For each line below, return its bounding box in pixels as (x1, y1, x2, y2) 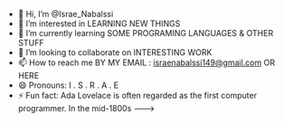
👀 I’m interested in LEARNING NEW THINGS (17, 18, 181, 29)
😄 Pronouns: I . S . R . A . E (17, 80, 119, 90)
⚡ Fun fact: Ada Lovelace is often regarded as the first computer (17, 90, 258, 100)
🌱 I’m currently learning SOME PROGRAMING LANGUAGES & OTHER (17, 28, 274, 38)
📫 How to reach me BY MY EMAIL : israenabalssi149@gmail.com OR (17, 57, 276, 68)
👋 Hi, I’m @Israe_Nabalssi (17, 9, 114, 19)
